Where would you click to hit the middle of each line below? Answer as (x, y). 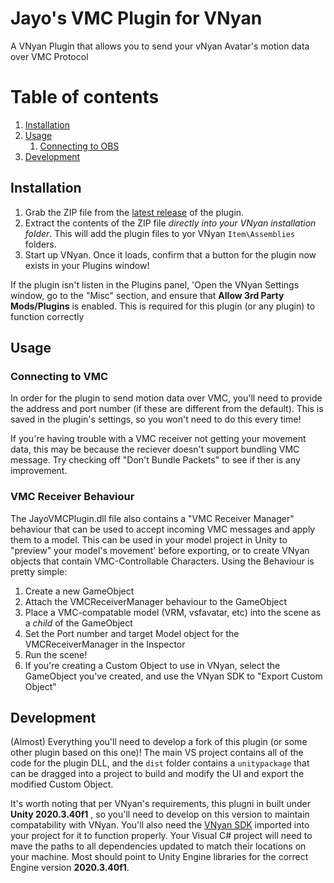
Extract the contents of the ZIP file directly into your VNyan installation (170, 223)
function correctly (47, 316)
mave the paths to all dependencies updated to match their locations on (158, 846)
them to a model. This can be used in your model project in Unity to (149, 539)
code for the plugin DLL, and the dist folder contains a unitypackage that (160, 763)
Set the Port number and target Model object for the (132, 633)
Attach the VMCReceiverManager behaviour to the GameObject (156, 601)
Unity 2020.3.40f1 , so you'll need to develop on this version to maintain (160, 814)
